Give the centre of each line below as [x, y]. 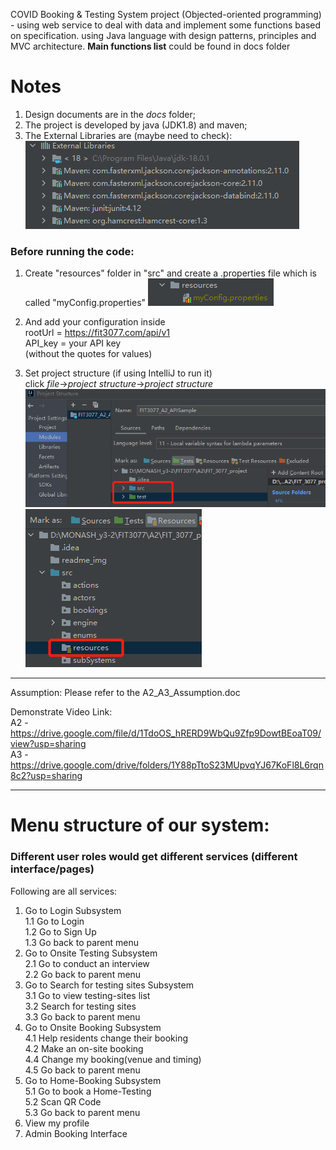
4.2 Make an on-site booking [84, 1048]
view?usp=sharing [48, 744]
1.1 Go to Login [54, 921]
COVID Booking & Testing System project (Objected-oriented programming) [166, 14]
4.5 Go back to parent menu [82, 1070]
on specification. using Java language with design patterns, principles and [163, 35]
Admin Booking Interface [76, 1133]
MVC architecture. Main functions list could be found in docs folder [150, 46]
